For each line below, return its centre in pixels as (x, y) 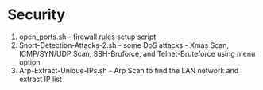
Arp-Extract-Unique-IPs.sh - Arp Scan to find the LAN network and (129, 70)
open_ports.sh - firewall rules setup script (87, 37)
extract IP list (41, 79)
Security (36, 15)
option (29, 62)
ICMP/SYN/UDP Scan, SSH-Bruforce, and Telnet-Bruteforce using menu (137, 53)
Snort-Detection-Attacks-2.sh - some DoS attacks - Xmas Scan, (124, 45)
